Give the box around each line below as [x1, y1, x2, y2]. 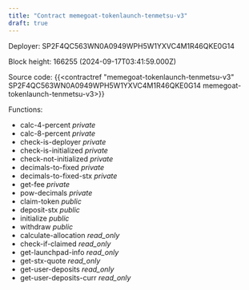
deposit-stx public [19, 205, 80, 214]
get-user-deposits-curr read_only [19, 272, 131, 282]
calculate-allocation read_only [19, 230, 120, 240]
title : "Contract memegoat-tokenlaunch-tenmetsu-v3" [8, 11, 188, 20]
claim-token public [19, 197, 82, 206]
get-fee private [19, 179, 70, 189]
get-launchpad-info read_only [19, 247, 119, 256]
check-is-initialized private [19, 145, 108, 155]
